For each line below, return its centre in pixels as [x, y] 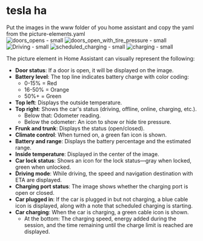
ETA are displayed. [38, 180]
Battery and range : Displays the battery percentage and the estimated [103, 141]
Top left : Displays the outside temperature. [68, 102]
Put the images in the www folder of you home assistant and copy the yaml [100, 27]
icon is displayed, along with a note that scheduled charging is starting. [104, 205]
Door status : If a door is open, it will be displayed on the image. [94, 70]
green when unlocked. [43, 167]
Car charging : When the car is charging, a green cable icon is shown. [102, 212]
